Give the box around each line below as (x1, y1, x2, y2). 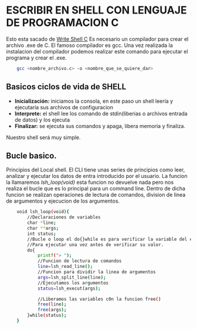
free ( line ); (37, 301, 67, 307)
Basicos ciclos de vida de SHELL (6, 82, 127, 92)
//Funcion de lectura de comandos (37, 258, 122, 264)
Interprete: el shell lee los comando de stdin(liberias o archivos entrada (14, 110, 188, 117)
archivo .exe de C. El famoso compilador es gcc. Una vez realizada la (6, 42, 173, 49)
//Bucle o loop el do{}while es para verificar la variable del (27, 236, 188, 242)
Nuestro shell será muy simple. (6, 133, 81, 141)
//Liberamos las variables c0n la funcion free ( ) (37, 296, 161, 302)
